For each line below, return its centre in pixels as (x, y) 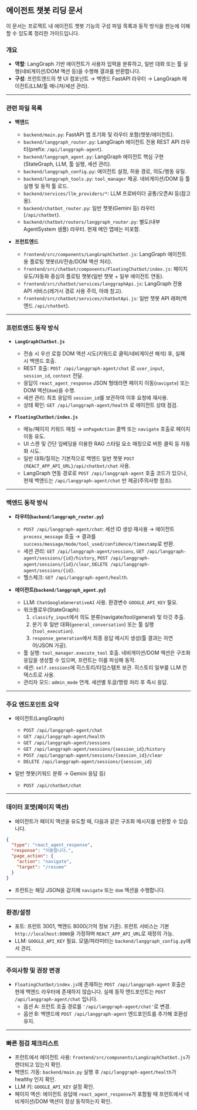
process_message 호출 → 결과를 (60, 536)
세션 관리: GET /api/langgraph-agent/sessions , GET (84, 551)
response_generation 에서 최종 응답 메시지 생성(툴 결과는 (97, 638)
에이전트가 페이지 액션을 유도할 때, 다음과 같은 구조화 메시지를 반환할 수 (96, 821)
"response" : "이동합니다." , (43, 851)
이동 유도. (34, 436)
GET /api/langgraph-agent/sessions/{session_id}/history (94, 750)
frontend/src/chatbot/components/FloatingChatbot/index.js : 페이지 (106, 269)
